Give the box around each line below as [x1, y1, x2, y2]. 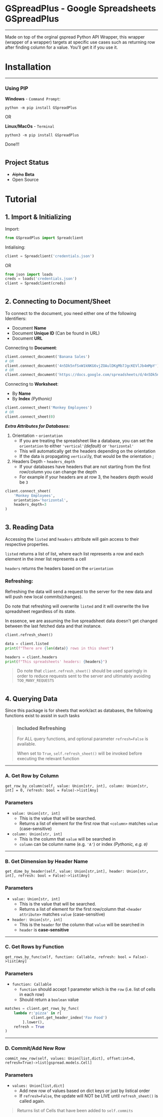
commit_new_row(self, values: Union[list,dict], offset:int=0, [5, 1056, 136, 1061]
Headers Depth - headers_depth [12, 458, 75, 464]
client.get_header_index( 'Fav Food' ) [31, 1015, 108, 1020]
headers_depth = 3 [14, 502, 47, 507]
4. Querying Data [5, 694, 58, 703]
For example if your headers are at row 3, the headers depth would [19, 474, 153, 480]
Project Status [5, 158, 49, 167]
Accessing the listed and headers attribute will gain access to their [5, 536, 139, 542]
